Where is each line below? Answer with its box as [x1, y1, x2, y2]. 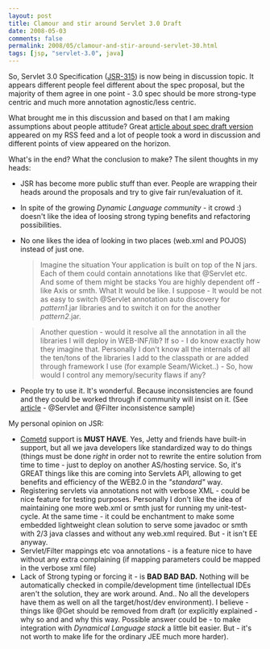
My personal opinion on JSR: [8, 419, 105, 428]
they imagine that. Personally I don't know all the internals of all [39, 344, 251, 354]
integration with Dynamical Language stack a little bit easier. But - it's [19, 623, 252, 633]
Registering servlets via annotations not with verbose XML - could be [19, 486, 251, 495]
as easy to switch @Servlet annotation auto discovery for [39, 294, 231, 304]
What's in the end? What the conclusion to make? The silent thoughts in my [8, 154, 259, 164]
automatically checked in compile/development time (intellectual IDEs [19, 580, 251, 590]
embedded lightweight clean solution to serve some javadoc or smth [19, 520, 248, 529]
